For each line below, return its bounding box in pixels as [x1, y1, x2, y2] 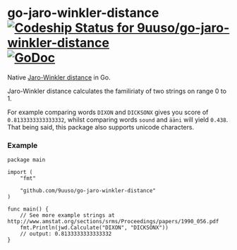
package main [7, 156, 46, 163]
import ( [7, 169, 33, 176]
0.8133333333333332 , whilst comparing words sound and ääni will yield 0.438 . [7, 115, 229, 124]
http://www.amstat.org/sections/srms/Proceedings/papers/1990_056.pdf [7, 218, 219, 225]
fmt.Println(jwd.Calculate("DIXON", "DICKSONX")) [20, 224, 169, 232]
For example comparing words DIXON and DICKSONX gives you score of [7, 108, 209, 116]
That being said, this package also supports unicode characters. [7, 123, 195, 131]
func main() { [7, 206, 49, 213]
